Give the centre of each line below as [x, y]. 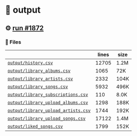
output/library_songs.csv [38, 87]
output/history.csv [30, 63]
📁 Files [13, 42]
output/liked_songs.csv [35, 126]
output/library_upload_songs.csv [47, 118]
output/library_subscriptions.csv [48, 94]
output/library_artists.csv [40, 79]
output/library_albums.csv [39, 71]
